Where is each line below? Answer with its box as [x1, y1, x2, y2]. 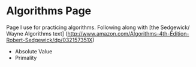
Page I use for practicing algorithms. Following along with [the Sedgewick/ [6, 24, 190, 31]
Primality [14, 54, 37, 61]
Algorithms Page [6, 4, 92, 18]
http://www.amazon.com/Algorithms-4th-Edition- [67, 30, 189, 37]
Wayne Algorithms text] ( [6, 30, 68, 37]
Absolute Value [14, 47, 53, 55]
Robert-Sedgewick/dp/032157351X [6, 36, 93, 43]
